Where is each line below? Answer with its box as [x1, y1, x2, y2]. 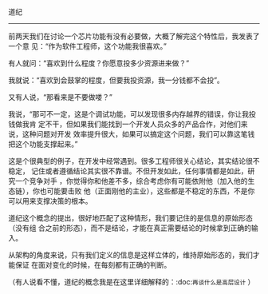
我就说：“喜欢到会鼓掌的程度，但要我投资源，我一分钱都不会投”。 [8, 75, 225, 85]
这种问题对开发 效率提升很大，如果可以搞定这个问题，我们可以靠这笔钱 [22, 129, 255, 138]
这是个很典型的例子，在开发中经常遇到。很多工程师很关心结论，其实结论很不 [8, 157, 260, 165]
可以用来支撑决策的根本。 [8, 197, 93, 205]
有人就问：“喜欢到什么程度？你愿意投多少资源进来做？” [8, 58, 190, 68]
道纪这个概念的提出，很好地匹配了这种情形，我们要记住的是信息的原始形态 [8, 213, 253, 222]
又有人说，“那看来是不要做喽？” [8, 93, 113, 101]
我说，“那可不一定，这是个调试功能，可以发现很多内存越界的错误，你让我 [8, 109, 250, 118]
